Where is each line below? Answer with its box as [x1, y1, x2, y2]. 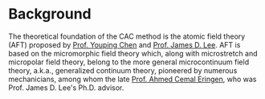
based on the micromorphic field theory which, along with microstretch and [8, 48, 259, 58]
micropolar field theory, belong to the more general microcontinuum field [8, 57, 250, 67]
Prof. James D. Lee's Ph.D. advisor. [8, 82, 124, 93]
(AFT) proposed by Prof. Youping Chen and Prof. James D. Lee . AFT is [8, 39, 241, 49]
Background [8, 5, 92, 23]
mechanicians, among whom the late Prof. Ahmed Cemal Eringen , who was [8, 74, 257, 84]
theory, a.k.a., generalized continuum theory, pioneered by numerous [8, 65, 238, 75]
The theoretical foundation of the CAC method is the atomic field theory [8, 31, 246, 41]
